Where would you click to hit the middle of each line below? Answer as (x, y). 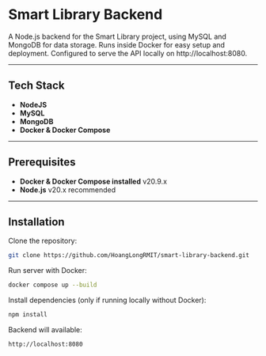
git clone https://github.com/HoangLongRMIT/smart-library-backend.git (129, 256)
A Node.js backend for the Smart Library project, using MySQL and (118, 36)
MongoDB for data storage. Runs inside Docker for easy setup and (117, 44)
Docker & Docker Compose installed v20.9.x (93, 181)
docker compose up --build (53, 285)
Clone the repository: (43, 241)
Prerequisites (42, 163)
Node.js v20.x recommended (68, 189)
